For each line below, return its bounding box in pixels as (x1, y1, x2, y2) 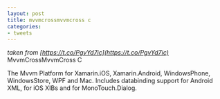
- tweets (7, 29, 33, 37)
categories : (7, 23, 42, 30)
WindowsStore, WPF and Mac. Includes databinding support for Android (7, 77, 213, 85)
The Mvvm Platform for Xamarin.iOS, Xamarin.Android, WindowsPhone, (7, 69, 211, 78)
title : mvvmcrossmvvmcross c (7, 17, 91, 24)
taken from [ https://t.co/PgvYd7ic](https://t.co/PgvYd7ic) (7, 48, 169, 57)
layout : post (7, 10, 45, 17)
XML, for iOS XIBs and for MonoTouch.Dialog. (7, 84, 137, 92)
